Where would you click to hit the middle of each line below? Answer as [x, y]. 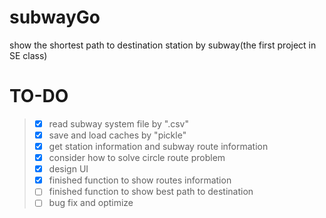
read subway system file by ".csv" [118, 123]
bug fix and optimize [91, 203]
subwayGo [55, 17]
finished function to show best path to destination [151, 192]
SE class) [28, 55]
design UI [68, 169]
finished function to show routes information [140, 180]
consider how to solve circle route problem [137, 158]
